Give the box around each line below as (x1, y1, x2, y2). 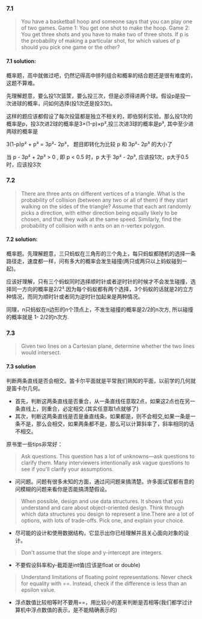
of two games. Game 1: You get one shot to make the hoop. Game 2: (20, 24, 191, 31)
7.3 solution (6, 362, 36, 370)
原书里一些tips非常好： (6, 440, 63, 447)
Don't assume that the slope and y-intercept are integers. (20, 548, 164, 556)
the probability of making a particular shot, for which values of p (20, 37, 180, 45)
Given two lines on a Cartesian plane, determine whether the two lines (20, 342, 195, 350)
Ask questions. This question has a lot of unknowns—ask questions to (20, 452, 195, 460)
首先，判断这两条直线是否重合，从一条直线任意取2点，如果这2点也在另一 (14, 397, 195, 405)
